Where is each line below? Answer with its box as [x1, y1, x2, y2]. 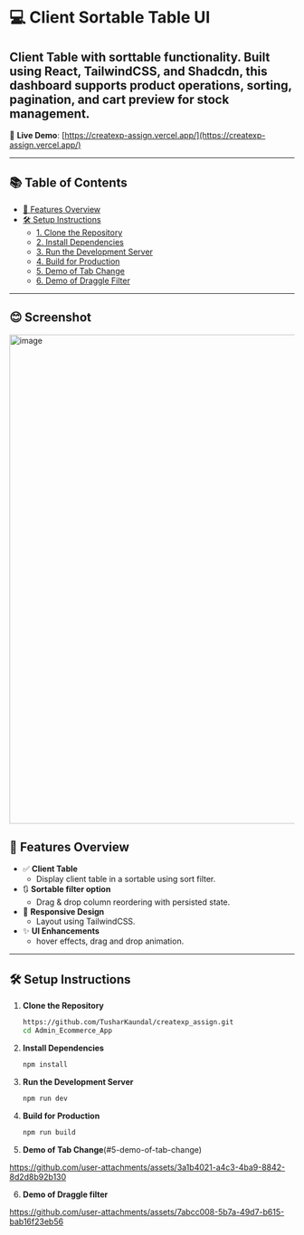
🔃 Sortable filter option [22, 884, 111, 895]
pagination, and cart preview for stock [9, 91, 230, 107]
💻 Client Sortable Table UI [9, 7, 211, 28]
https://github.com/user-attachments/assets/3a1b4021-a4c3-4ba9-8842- [9, 1162, 286, 1173]
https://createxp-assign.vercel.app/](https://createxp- [64, 130, 266, 140]
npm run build [22, 1127, 76, 1136]
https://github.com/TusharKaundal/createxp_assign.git [22, 1018, 234, 1027]
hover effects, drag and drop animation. [35, 936, 185, 946]
